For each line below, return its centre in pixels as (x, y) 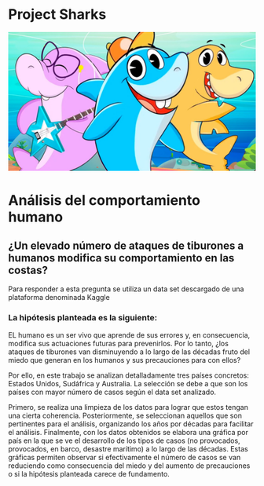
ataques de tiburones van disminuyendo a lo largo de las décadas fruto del (129, 352)
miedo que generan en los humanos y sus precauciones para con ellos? (125, 360)
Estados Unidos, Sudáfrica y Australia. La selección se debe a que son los (128, 383)
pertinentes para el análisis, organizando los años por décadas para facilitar (131, 424)
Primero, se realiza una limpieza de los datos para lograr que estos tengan (128, 407)
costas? (28, 270)
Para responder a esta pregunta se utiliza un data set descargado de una (126, 289)
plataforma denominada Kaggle (59, 298)
